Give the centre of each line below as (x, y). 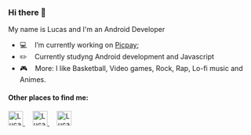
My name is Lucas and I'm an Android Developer (87, 30)
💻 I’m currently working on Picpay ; (79, 45)
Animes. (33, 80)
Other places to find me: (48, 98)
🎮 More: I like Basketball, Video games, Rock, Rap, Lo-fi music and (131, 69)
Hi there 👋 (27, 12)
